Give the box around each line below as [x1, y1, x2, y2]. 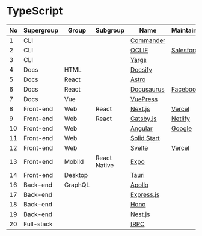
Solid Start [130, 134, 161, 142]
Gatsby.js [130, 114, 157, 123]
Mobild [64, 157, 84, 166]
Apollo [130, 181, 149, 189]
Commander [130, 36, 166, 45]
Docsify [130, 65, 152, 73]
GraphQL [64, 181, 90, 189]
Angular [130, 124, 153, 132]
